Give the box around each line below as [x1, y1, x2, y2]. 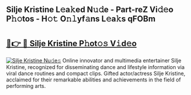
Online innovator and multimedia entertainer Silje [62, 57, 182, 64]
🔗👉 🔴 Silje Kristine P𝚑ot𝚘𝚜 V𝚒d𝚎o [6, 38, 137, 48]
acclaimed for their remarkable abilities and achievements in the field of [6, 76, 181, 83]
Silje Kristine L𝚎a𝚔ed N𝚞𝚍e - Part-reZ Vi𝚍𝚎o [6, 5, 174, 15]
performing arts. [6, 83, 46, 89]
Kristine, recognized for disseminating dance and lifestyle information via [6, 64, 185, 70]
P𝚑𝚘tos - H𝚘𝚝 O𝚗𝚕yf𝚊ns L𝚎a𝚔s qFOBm [6, 14, 156, 24]
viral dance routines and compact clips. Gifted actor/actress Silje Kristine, [6, 70, 186, 77]
